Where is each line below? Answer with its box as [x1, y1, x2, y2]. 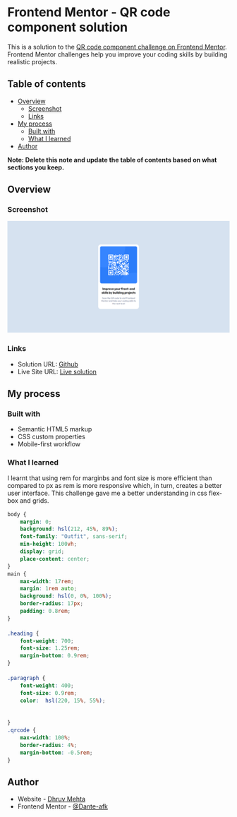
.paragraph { [7, 674, 46, 681]
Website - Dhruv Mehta [17, 795, 86, 804]
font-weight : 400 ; [20, 682, 74, 689]
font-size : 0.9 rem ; [20, 689, 78, 696]
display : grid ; [20, 548, 65, 555]
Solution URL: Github [17, 359, 79, 368]
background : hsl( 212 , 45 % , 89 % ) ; [20, 525, 119, 533]
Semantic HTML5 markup [17, 425, 92, 434]
